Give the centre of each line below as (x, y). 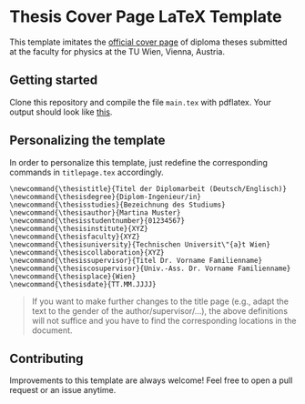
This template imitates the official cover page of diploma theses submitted (148, 42)
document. (52, 330)
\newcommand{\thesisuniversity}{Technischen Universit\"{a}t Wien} (140, 244)
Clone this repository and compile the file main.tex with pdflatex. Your (140, 102)
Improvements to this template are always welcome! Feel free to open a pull (151, 380)
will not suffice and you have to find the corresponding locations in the (164, 320)
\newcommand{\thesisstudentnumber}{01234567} (97, 220)
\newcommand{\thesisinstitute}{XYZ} (79, 228)
